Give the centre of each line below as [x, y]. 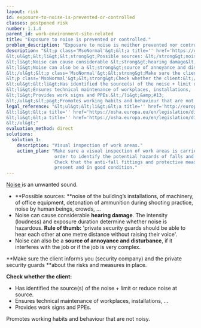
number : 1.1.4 [24, 28]
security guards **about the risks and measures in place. [77, 265]
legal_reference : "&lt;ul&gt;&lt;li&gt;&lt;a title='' [76, 106]
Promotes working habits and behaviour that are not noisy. [78, 319]
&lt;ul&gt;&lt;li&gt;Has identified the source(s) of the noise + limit [99, 84]
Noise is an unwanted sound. [42, 185]
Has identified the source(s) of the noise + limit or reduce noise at [96, 288]
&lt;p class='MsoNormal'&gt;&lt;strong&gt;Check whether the [84, 78]
